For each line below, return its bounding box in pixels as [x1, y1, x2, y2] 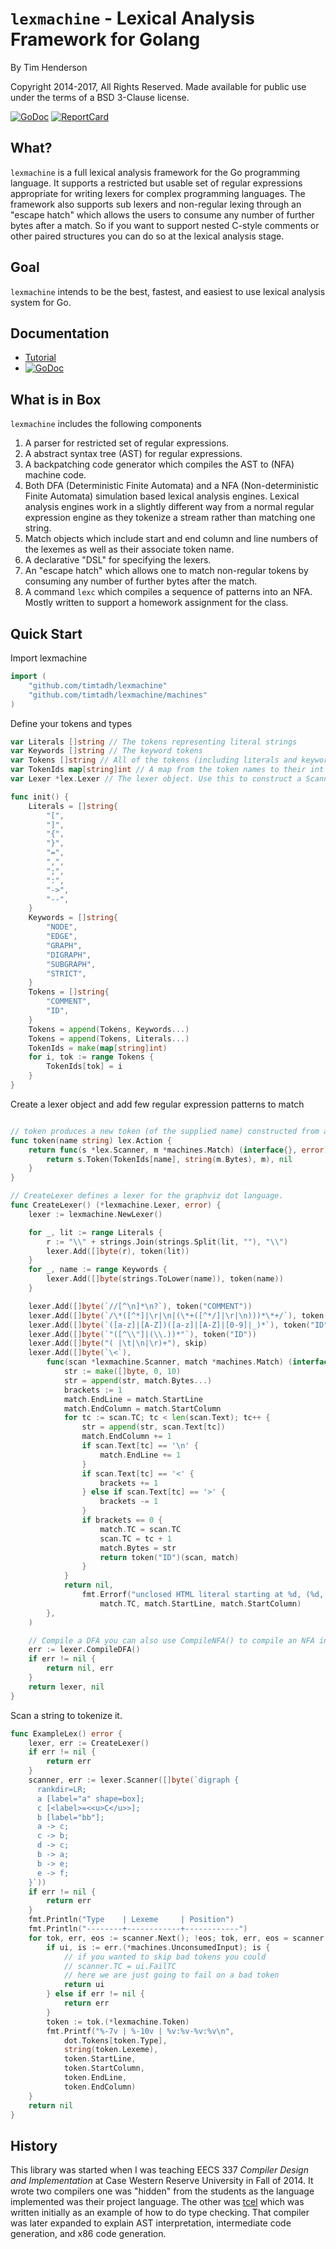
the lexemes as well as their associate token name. [24, 543, 235, 556]
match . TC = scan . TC [99, 1524, 182, 1534]
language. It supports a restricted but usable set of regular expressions [10, 177, 303, 189]
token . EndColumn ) [63, 2082, 137, 2092]
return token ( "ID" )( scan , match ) [99, 1552, 240, 1562]
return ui [63, 1980, 105, 1990]
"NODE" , [46, 922, 78, 932]
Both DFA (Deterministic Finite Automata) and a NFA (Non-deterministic [24, 480, 320, 492]
